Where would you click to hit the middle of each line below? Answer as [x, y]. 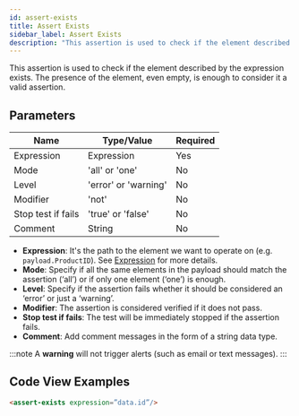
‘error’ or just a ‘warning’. [68, 299]
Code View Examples [70, 382]
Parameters [43, 115]
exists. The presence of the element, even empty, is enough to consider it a [149, 78]
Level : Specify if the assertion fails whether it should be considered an [153, 289]
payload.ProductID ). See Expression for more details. [120, 260]
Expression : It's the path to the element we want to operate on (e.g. [147, 251]
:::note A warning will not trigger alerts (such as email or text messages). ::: [148, 354]
